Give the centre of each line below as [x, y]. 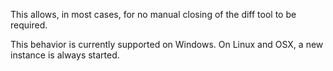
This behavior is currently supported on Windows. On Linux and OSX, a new [167, 44]
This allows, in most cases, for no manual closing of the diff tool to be [153, 14]
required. [29, 25]
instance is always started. [65, 55]
